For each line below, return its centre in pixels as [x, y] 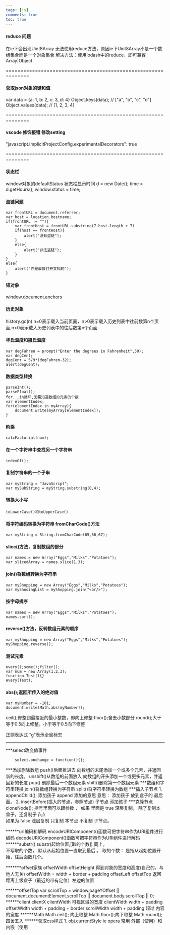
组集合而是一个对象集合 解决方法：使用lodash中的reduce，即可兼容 [76, 55]
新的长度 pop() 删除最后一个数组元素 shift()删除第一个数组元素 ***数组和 [85, 783]
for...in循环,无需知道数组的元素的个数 [42, 397]
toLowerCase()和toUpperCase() [37, 512]
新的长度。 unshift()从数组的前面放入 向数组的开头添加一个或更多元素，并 [82, 776]
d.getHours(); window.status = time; [43, 189]
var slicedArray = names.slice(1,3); [45, 562]
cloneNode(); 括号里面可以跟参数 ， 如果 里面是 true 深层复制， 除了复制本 [83, 808]
